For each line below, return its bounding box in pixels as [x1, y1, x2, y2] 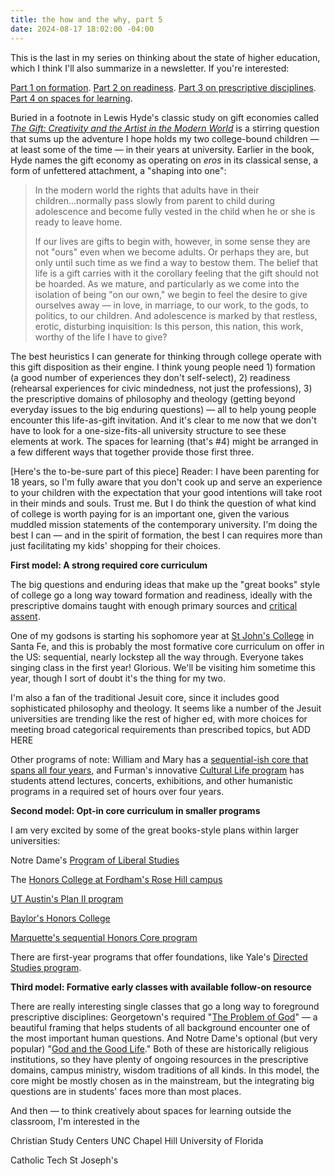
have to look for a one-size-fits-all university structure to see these [10, 424, 287, 436]
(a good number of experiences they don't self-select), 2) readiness [10, 371, 291, 383]
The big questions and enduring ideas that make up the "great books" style [10, 578, 321, 590]
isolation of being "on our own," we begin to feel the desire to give [34, 288, 308, 300]
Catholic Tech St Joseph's [10, 1154, 119, 1166]
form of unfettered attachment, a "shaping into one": [10, 164, 227, 176]
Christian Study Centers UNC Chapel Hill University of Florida [10, 1134, 264, 1146]
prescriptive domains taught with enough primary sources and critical [10, 599, 298, 611]
